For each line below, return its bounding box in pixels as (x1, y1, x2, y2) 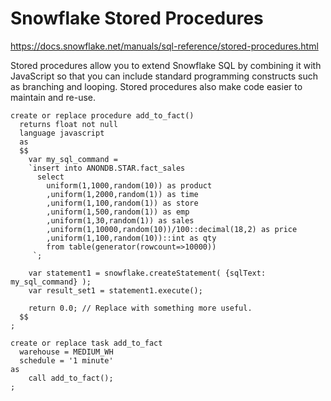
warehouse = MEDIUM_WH (19, 347, 114, 357)
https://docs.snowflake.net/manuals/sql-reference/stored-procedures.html (10, 40, 319, 52)
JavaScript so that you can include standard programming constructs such (10, 70, 319, 82)
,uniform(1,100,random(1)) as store (46, 198, 199, 208)
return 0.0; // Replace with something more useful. (28, 303, 253, 313)
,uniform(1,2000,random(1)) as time (46, 189, 199, 199)
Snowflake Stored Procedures (10, 7, 264, 30)
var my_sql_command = (28, 154, 118, 164)
